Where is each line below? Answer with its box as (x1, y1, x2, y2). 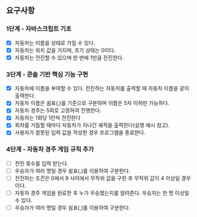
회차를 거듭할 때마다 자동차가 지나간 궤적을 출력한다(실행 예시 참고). (14, 121, 170, 129)
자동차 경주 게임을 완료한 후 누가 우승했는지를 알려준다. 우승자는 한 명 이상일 (14, 189, 190, 196)
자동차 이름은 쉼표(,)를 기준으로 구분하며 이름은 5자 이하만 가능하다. (14, 100, 170, 107)
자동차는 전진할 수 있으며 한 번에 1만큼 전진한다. (14, 54, 124, 61)
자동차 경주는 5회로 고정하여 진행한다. (14, 107, 101, 114)
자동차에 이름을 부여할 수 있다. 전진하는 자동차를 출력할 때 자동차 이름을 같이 (14, 85, 190, 92)
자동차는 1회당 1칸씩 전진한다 (14, 114, 81, 121)
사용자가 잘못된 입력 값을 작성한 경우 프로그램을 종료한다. (14, 129, 146, 136)
